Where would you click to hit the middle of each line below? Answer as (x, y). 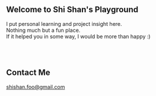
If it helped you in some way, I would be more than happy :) (78, 36)
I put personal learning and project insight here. (64, 24)
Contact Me (28, 73)
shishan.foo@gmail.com (36, 87)
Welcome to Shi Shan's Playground (72, 10)
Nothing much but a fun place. (43, 30)
